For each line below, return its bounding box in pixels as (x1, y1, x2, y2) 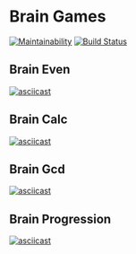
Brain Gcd (9, 162, 65, 177)
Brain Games (9, 6, 106, 27)
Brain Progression (9, 211, 112, 226)
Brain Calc (9, 112, 68, 127)
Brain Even (9, 62, 71, 77)
